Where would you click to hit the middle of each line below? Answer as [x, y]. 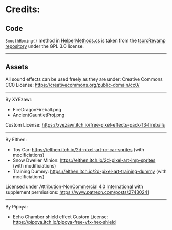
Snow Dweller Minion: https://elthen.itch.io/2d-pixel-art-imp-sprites [84, 160]
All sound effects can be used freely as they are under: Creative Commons [84, 79]
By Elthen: [16, 139]
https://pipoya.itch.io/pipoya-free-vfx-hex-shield [64, 222]
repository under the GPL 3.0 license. [45, 46]
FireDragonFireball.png [37, 109]
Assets [17, 67]
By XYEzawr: [19, 99]
